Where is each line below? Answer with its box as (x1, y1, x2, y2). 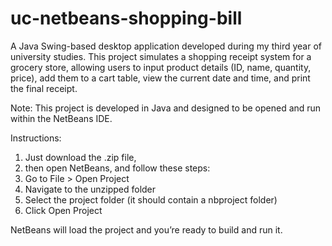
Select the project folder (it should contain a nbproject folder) (24, 193, 278, 206)
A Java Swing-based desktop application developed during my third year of (10, 40, 323, 52)
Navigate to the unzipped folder (24, 183, 157, 195)
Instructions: (10, 132, 62, 144)
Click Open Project (24, 204, 103, 216)
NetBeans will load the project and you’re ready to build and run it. (10, 223, 283, 236)
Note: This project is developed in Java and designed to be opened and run (10, 102, 322, 114)
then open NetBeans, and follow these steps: (24, 162, 211, 174)
